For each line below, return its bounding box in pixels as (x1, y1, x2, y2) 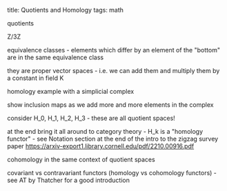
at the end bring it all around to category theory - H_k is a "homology (7, 128, 204, 135)
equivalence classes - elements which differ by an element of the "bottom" (7, 46, 221, 54)
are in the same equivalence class (7, 53, 104, 61)
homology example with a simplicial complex (7, 88, 135, 95)
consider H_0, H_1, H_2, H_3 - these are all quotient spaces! (7, 114, 176, 122)
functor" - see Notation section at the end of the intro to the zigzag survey (7, 134, 219, 143)
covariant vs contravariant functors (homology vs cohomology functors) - (7, 169, 217, 177)
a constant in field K (7, 74, 64, 82)
